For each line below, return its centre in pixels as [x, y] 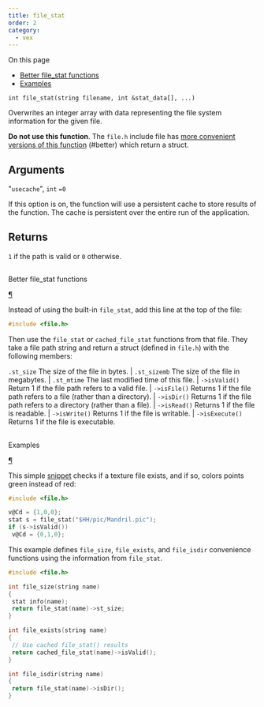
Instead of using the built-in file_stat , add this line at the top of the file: [125, 310]
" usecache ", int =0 [37, 189]
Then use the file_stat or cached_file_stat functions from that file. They [128, 340]
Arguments [37, 169]
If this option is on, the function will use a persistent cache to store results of [132, 204]
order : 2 [22, 23]
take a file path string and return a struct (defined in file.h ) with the [119, 348]
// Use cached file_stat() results [70, 645]
